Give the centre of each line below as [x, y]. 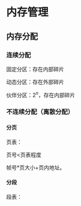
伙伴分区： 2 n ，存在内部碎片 [41, 94]
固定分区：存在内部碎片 [35, 69]
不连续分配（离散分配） [40, 112]
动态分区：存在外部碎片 [35, 82]
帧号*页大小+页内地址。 [36, 167]
